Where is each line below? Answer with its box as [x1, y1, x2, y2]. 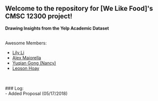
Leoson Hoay [12, 65, 39, 71]
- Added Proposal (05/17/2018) [5, 90, 68, 96]
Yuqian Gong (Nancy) [12, 60, 57, 66]
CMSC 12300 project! [5, 12, 72, 21]
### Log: [5, 85, 24, 91]
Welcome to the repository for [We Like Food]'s [5, 4, 154, 13]
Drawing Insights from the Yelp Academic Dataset [5, 25, 109, 31]
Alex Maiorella [12, 55, 41, 61]
